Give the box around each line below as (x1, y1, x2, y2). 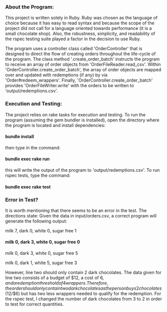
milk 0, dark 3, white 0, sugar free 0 (5, 239, 80, 245)
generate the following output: (5, 218, 67, 224)
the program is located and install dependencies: (5, 122, 106, 128)
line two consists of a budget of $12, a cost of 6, (5, 275, 104, 281)
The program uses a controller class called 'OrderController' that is (5, 46, 143, 52)
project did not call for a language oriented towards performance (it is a (5, 25, 152, 31)
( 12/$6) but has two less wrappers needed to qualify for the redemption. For (5, 291, 162, 297)
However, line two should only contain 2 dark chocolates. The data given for (5, 270, 162, 276)
